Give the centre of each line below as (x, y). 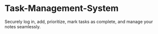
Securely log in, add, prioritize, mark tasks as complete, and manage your (79, 22)
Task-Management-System (62, 8)
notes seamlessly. (23, 26)
